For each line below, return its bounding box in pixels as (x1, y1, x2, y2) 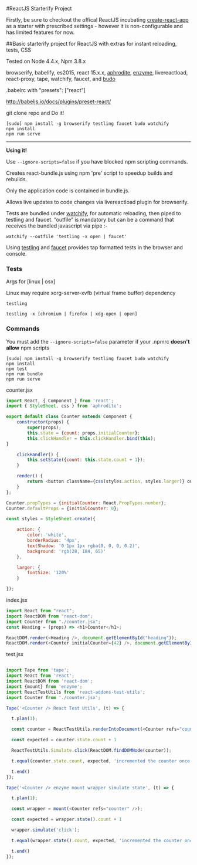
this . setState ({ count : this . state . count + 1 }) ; (27, 457, 145, 463)
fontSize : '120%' (27, 570, 69, 576)
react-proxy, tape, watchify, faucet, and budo (6, 76, 116, 82)
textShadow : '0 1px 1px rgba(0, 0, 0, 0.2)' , (27, 542, 141, 549)
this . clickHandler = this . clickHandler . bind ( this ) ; (27, 435, 157, 442)
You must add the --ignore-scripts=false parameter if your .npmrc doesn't (6, 338, 190, 345)
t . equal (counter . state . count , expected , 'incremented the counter (11, 758, 177, 764)
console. (6, 250, 28, 257)
